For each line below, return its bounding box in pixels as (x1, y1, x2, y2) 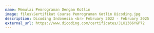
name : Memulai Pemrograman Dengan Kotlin (5, 7, 91, 12)
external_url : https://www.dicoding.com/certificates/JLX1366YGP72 (5, 20, 145, 26)
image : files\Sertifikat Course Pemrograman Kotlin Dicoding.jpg (5, 12, 140, 16)
